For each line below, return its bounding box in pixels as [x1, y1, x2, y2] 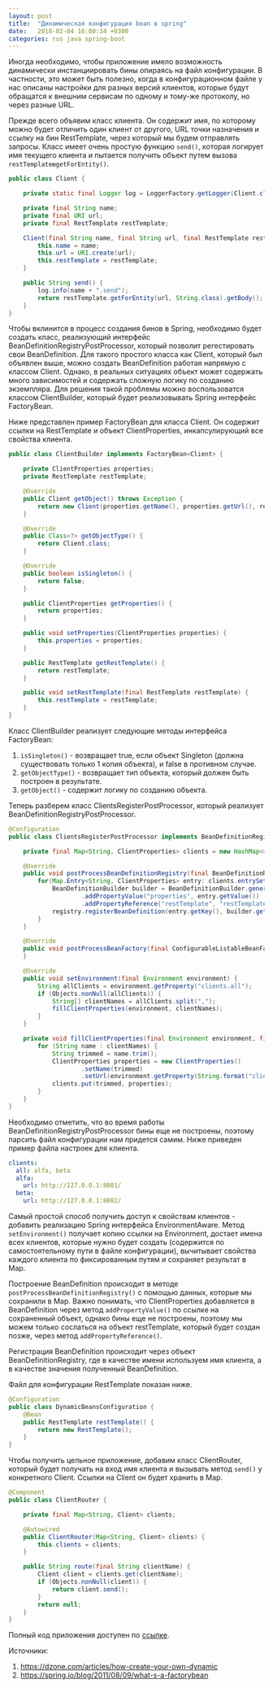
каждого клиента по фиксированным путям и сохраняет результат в [8, 1255, 246, 1264]
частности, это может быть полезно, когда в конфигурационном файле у [8, 74, 262, 84]
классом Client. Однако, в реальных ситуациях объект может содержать [8, 367, 263, 376]
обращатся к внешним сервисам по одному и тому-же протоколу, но [8, 91, 250, 102]
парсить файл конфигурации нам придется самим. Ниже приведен [8, 1134, 242, 1144]
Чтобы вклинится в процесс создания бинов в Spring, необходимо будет [8, 324, 262, 333]
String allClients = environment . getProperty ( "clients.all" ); [37, 981, 253, 990]
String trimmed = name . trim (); [51, 1050, 158, 1058]
